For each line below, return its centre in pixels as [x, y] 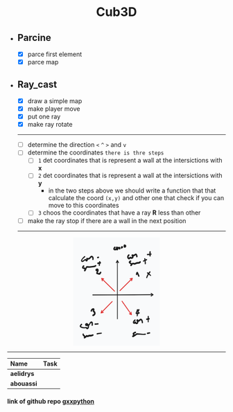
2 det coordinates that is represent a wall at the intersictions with [130, 176]
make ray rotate [50, 125]
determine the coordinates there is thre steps [96, 152]
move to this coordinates [84, 206]
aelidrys [22, 374]
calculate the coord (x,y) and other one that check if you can [136, 198]
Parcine [34, 38]
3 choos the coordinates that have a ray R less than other [119, 213]
